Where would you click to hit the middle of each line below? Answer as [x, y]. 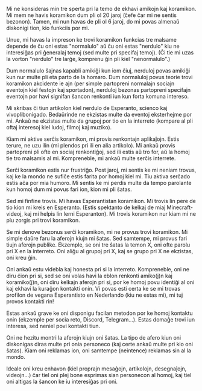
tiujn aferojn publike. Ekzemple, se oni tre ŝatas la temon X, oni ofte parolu [98, 245]
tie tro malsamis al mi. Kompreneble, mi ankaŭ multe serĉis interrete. [91, 158]
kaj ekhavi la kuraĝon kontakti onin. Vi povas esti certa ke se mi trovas [93, 289]
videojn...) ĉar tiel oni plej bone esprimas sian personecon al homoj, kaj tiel [99, 375]
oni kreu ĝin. [22, 257]
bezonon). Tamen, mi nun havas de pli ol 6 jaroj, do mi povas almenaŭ [93, 21]
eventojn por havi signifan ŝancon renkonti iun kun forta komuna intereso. [98, 96]
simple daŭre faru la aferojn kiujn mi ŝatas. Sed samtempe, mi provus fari [97, 238]
